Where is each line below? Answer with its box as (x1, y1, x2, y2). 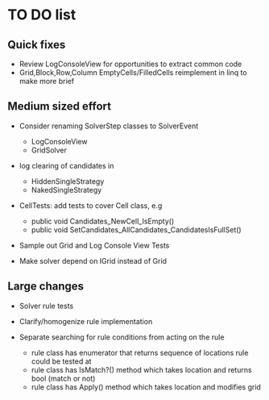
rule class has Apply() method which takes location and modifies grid (31, 381, 261, 392)
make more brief (19, 77, 74, 85)
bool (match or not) (31, 373, 96, 383)
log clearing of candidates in (19, 160, 114, 170)
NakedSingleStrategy (31, 185, 102, 194)
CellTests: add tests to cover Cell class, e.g (19, 200, 163, 210)
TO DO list (7, 6, 77, 24)
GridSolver (31, 145, 68, 155)
